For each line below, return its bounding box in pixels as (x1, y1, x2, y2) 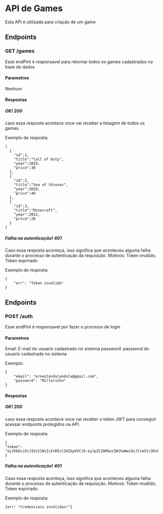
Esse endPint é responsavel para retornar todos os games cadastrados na (5, 59, 153, 65)
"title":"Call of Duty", (14, 157, 64, 162)
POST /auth (5, 313, 33, 320)
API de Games (5, 3, 63, 14)
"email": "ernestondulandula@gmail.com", (14, 374, 98, 379)
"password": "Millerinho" (14, 378, 66, 383)
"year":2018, (14, 187, 40, 192)
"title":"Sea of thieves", (14, 183, 68, 188)
